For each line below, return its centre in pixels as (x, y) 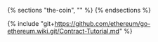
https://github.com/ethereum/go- (103, 23)
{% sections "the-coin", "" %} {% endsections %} (79, 10)
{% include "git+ (31, 23)
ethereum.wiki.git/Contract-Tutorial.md (63, 31)
